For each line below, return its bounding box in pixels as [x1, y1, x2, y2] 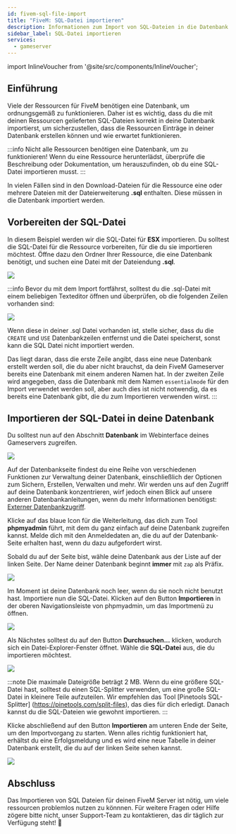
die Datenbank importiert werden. [7, 196, 106, 204]
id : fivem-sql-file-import [7, 10, 87, 18]
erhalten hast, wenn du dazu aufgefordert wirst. [23, 539, 163, 548]
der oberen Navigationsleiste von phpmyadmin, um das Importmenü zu [7, 602, 213, 610]
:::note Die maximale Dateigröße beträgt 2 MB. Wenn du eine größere [7, 678, 208, 686]
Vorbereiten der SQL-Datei [7, 216, 126, 229]
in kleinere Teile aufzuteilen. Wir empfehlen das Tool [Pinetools [23, 693, 206, 701]
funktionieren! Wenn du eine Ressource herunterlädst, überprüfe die [7, 152, 206, 160]
